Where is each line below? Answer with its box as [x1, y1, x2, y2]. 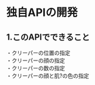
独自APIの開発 [6, 6, 78, 20]
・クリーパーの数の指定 [6, 65, 65, 72]
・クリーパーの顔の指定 [6, 57, 65, 64]
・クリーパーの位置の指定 [6, 50, 71, 56]
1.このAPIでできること [6, 32, 90, 42]
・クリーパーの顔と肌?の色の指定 [6, 72, 90, 79]
